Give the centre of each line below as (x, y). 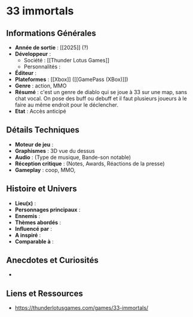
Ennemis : (27, 216)
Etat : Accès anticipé (41, 111)
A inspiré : (28, 235)
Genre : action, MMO (41, 86)
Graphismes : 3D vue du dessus (55, 150)
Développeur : (33, 54)
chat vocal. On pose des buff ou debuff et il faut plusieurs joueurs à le (101, 98)
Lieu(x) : (25, 203)
